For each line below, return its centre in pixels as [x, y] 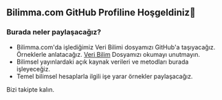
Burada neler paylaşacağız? [54, 32]
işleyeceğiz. [33, 68]
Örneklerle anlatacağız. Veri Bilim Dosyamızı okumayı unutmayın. [108, 54]
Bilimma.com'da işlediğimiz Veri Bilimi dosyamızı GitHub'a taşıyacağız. [116, 47]
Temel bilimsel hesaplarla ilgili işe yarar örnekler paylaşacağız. [104, 76]
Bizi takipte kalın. [30, 89]
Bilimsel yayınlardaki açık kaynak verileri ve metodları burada [102, 62]
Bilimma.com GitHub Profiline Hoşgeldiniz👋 [101, 13]
